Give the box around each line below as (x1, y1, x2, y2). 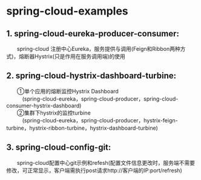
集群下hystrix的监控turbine (24, 109, 91, 116)
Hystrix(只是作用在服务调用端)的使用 (35, 53, 126, 60)
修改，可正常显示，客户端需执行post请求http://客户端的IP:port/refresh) (6, 167, 183, 174)
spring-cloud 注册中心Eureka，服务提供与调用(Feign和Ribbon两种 (17, 45, 180, 52)
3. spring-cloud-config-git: (6, 142, 111, 153)
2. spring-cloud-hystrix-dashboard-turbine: (6, 71, 177, 81)
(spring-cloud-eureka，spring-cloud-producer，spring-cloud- (22, 95, 179, 102)
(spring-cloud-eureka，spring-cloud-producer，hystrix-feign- (22, 116, 178, 124)
